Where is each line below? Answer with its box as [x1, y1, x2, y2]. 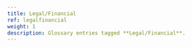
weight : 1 [7, 23, 36, 30]
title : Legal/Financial [7, 10, 77, 17]
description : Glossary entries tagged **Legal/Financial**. [7, 29, 186, 37]
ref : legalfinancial [7, 17, 68, 23]
